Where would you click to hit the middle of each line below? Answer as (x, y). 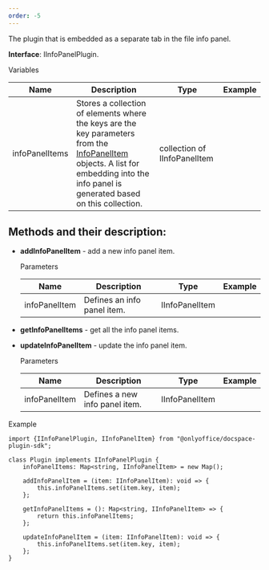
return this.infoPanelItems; (86, 516)
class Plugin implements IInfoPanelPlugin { (84, 460)
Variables (24, 70)
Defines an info (112, 300)
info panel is (99, 183)
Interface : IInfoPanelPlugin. (54, 54)
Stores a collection (111, 103)
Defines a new (111, 394)
